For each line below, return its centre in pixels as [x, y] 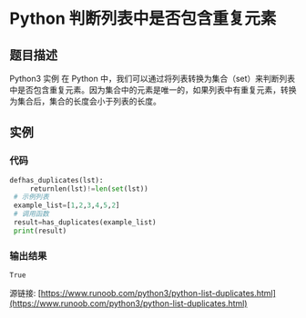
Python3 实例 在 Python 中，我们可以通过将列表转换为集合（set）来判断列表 [153, 79]
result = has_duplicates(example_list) [85, 223]
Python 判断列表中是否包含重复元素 [143, 19]
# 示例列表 [31, 197]
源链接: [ [25, 293]
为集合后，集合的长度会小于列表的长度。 [85, 101]
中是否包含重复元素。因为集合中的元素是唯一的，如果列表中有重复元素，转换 [153, 90]
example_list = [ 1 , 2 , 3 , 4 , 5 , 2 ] [66, 205]
